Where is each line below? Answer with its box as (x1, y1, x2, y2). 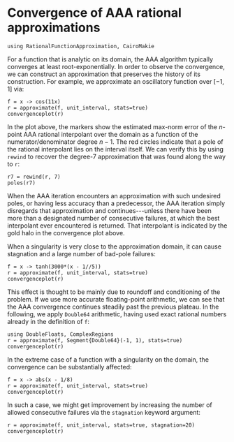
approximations (7, 20, 101, 36)
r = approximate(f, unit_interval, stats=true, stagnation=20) (7, 421, 196, 429)
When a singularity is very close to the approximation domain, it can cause (7, 242, 222, 251)
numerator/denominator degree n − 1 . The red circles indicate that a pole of (7, 138, 224, 146)
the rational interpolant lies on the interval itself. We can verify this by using (7, 145, 224, 153)
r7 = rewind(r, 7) (7, 173, 61, 180)
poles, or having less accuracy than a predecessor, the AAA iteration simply (7, 199, 226, 207)
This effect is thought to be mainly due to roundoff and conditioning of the (7, 288, 221, 296)
